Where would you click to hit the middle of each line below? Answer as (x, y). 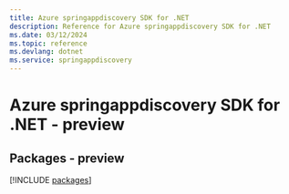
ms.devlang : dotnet (46, 52)
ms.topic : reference (49, 43)
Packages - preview (67, 158)
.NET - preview (67, 125)
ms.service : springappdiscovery (71, 60)
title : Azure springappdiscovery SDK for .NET (99, 18)
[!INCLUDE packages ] (51, 180)
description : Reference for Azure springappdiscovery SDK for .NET (140, 26)
